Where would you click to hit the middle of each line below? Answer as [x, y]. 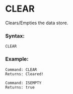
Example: [17, 59]
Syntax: [15, 36]
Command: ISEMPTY [23, 83]
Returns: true [20, 87]
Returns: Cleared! [24, 74]
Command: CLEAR [21, 69]
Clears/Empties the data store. [37, 23]
